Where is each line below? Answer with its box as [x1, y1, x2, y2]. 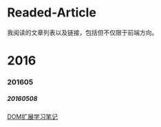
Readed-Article [7, 5, 96, 21]
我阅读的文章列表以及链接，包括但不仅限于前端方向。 [7, 28, 158, 36]
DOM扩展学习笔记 [7, 113, 58, 121]
